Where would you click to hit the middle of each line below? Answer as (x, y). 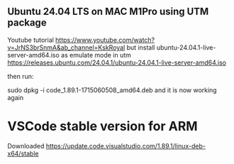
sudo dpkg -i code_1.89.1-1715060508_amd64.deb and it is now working (112, 90)
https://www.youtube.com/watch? (105, 40)
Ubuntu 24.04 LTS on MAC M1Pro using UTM (108, 12)
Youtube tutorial (31, 40)
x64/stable (23, 153)
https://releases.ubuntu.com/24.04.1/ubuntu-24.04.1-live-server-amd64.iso (117, 62)
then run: (21, 76)
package (27, 23)
